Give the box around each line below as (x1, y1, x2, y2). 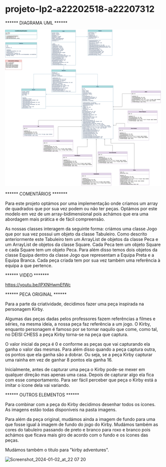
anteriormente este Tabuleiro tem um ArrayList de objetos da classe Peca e (5, 236, 159, 242)
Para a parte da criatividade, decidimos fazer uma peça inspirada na (5, 301, 144, 307)
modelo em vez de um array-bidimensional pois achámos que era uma (5, 211, 149, 217)
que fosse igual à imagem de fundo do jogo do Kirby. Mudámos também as (5, 421, 158, 427)
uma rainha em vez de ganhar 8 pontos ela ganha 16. (5, 357, 113, 363)
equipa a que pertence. (5, 262, 53, 268)
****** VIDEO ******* (5, 272, 49, 278)
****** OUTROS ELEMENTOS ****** (5, 392, 80, 398)
